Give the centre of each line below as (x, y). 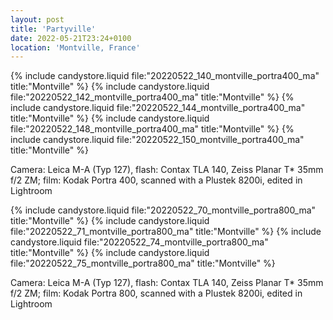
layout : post (37, 19)
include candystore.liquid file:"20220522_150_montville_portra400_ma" (157, 140)
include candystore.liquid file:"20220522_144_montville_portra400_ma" (158, 108)
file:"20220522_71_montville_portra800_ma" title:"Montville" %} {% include (166, 232)
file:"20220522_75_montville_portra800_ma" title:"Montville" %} (143, 263)
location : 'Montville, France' (75, 47)
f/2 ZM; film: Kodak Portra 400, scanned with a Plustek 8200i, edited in (156, 180)
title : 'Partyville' (53, 29)
